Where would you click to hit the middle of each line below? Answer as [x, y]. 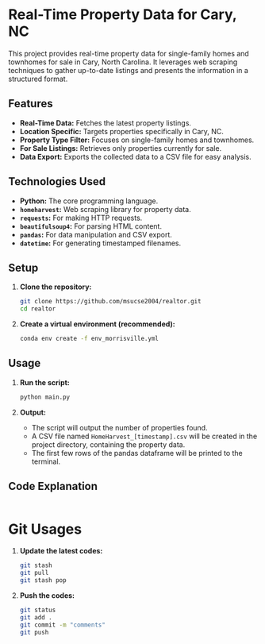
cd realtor [38, 309]
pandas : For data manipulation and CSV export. [96, 234]
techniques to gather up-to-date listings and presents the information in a [128, 70]
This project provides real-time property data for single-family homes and [129, 53]
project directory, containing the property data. [108, 444]
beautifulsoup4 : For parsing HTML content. [91, 226]
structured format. [38, 79]
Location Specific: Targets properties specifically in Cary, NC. [122, 131]
